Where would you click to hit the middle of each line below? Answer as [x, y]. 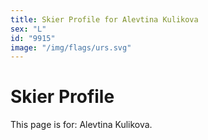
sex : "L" [28, 29]
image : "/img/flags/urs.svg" [71, 47]
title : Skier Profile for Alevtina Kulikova [104, 19]
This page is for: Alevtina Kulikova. [81, 125]
